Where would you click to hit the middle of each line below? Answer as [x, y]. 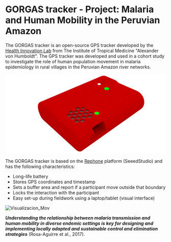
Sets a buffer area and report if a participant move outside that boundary [89, 187]
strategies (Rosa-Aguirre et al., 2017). [45, 234]
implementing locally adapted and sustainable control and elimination [82, 229]
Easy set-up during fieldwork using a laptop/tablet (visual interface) [84, 198]
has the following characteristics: [40, 166]
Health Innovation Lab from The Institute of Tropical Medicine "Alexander [82, 51]
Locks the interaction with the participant [56, 193]
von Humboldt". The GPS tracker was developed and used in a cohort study [85, 56]
